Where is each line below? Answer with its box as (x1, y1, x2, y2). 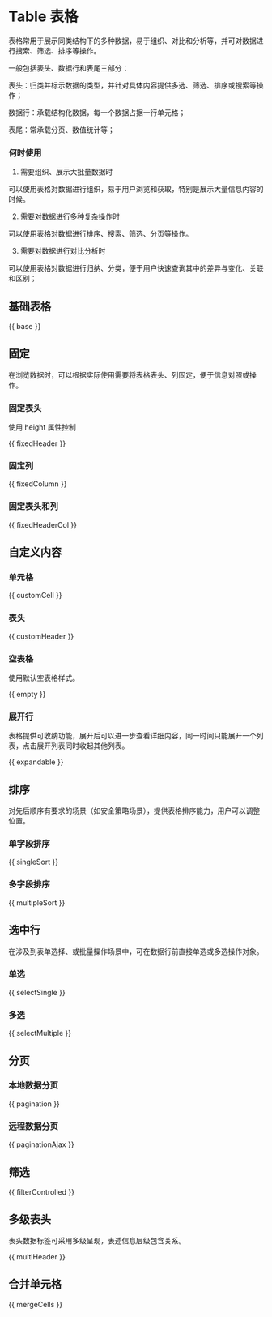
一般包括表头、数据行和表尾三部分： (8, 62, 130, 73)
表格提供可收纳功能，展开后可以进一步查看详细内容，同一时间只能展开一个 (8, 731, 257, 741)
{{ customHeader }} (8, 631, 74, 641)
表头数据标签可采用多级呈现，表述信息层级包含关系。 (8, 1235, 186, 1245)
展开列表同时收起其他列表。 (36, 741, 130, 750)
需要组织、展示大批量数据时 (19, 167, 113, 177)
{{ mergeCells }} (8, 1299, 63, 1309)
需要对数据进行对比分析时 (19, 246, 106, 256)
